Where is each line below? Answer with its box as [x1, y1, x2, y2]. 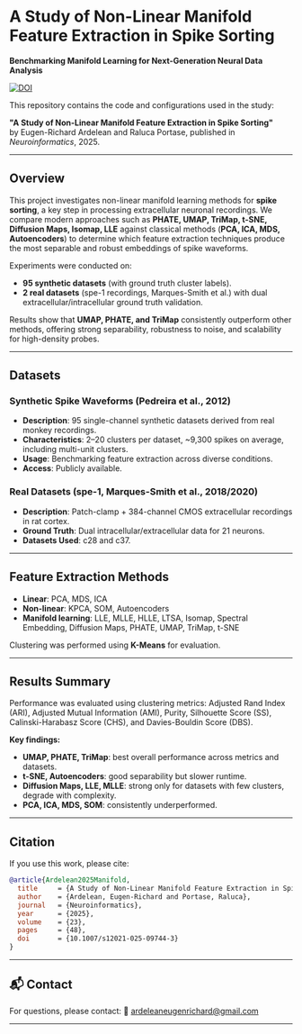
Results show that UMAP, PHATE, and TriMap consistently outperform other [9, 313, 292, 325]
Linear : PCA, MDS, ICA [22, 593, 108, 604]
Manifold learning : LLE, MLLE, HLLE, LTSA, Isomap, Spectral [22, 612, 249, 623]
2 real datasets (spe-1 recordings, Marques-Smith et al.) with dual [22, 286, 268, 298]
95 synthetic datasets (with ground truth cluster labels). [22, 277, 232, 288]
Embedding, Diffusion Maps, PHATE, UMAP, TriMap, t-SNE [22, 621, 240, 632]
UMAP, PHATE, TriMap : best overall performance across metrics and [22, 752, 280, 763]
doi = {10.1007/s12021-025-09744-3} [17, 934, 179, 943]
